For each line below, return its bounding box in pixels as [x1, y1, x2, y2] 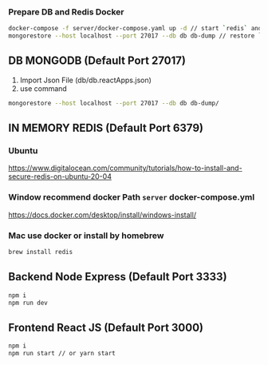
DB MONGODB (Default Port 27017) [8, 54, 186, 68]
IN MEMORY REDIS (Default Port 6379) [8, 121, 203, 135]
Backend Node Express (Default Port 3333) [8, 270, 227, 284]
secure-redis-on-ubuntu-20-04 [8, 172, 112, 181]
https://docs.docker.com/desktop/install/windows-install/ [8, 210, 197, 220]
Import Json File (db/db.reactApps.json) [19, 75, 152, 85]
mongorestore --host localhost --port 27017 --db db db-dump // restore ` [8, 32, 262, 40]
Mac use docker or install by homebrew [8, 230, 164, 241]
